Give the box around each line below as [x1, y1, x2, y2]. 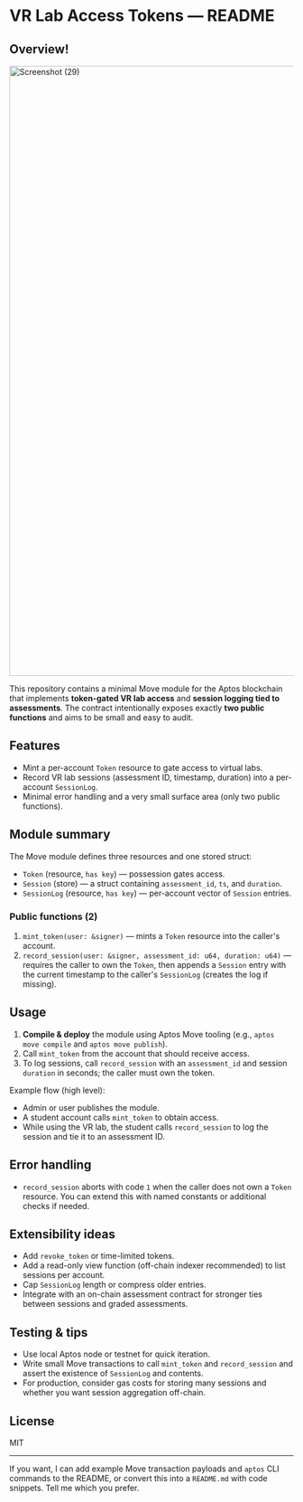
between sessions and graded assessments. [22, 1299, 188, 1310]
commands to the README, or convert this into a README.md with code [9, 1472, 268, 1483]
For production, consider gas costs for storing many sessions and [22, 1377, 267, 1388]
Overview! [9, 42, 69, 57]
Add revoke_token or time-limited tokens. [22, 1251, 175, 1262]
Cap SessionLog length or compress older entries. [22, 1280, 207, 1291]
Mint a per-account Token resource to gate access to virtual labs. [22, 762, 263, 773]
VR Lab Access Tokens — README [9, 5, 275, 26]
